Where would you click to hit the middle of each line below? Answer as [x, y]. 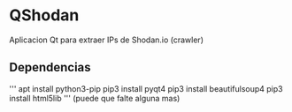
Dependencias [50, 67]
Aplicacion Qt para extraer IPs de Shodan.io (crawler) [106, 40]
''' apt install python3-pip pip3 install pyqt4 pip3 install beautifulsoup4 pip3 [146, 88]
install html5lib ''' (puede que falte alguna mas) [95, 98]
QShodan [44, 15]
